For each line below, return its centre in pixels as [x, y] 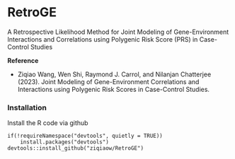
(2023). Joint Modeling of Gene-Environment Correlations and [108, 81]
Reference [23, 60]
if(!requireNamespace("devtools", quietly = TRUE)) [85, 136]
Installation [27, 107]
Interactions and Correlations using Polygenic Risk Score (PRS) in [103, 39]
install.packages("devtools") [65, 142]
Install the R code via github [48, 123]
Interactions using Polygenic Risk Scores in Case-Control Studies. [114, 89]
